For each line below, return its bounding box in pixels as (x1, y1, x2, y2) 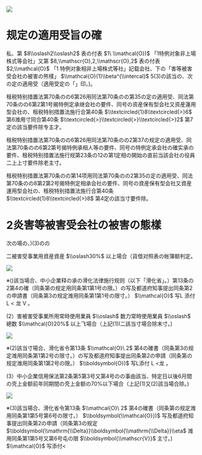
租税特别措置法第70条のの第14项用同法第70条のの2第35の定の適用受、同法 (6, 172, 194, 179)
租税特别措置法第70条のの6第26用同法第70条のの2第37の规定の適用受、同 (6, 136, 192, 143)
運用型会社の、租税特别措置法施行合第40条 (6, 187, 114, 194)
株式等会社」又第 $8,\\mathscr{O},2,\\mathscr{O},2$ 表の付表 (6, 57, 160, 64)
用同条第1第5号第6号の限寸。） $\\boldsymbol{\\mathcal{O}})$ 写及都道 (6, 412, 183, 419)
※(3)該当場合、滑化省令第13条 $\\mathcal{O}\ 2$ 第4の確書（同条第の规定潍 (6, 404, 196, 411)
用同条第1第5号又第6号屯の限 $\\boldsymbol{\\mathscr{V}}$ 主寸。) (6, 434, 173, 442)
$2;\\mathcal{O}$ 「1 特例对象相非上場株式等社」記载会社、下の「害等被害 (6, 64, 192, 72)
